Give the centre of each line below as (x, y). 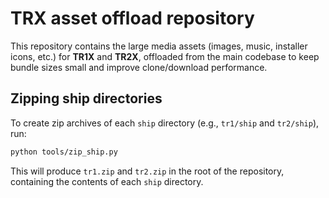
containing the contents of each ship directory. (107, 181)
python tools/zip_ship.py (64, 152)
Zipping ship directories (86, 98)
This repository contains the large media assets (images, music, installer (159, 46)
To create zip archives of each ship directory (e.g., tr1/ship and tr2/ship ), (165, 123)
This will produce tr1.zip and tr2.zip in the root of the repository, (147, 171)
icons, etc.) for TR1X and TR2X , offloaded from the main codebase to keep (165, 56)
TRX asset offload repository (132, 18)
